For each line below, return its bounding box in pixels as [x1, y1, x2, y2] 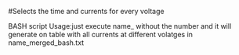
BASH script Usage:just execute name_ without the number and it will [8, 22, 232, 30]
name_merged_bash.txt [8, 38, 85, 47]
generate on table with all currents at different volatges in [8, 30, 194, 39]
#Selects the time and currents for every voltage [8, 7, 165, 15]
